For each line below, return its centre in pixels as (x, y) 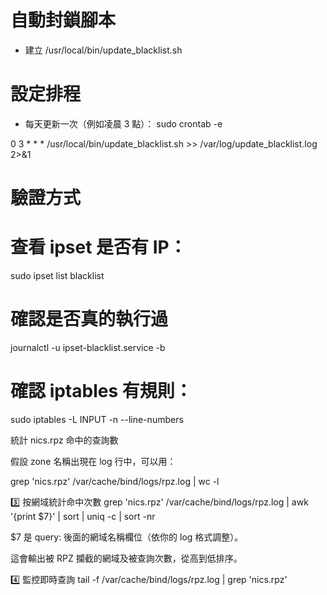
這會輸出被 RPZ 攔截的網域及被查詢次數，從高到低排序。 (126, 558)
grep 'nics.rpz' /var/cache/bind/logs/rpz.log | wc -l (115, 481)
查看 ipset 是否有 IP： (98, 247)
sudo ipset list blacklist (57, 275)
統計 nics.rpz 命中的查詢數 (64, 440)
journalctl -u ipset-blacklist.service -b (88, 347)
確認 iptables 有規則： (101, 391)
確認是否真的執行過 (89, 319)
